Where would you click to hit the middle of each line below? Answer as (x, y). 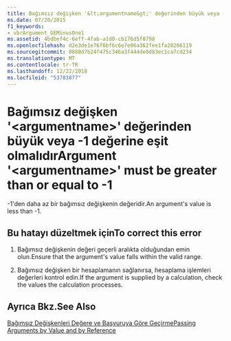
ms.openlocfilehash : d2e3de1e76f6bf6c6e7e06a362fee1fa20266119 (100, 45)
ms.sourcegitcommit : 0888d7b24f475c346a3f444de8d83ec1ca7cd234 (100, 52)
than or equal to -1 (60, 185)
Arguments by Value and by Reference (62, 330)
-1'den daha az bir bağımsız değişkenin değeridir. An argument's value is (109, 204)
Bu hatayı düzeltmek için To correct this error (104, 232)
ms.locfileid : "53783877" (44, 77)
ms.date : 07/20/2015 (37, 20)
